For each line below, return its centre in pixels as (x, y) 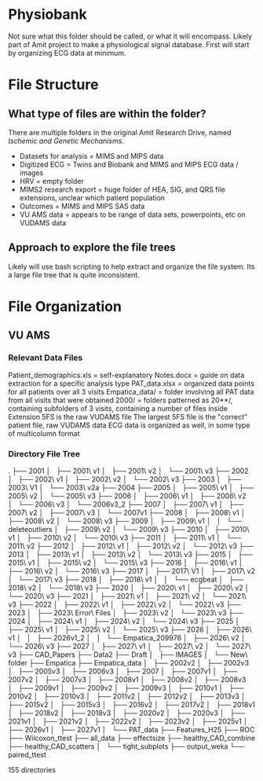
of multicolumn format (44, 433)
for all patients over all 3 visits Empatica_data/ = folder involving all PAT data (131, 391)
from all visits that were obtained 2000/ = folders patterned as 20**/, (121, 400)
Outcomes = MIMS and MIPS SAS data (82, 206)
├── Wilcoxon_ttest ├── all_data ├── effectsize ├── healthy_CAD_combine (132, 738)
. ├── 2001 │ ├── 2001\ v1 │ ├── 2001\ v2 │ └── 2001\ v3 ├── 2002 (128, 471)
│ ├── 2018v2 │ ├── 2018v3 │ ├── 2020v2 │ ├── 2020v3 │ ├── (126, 713)
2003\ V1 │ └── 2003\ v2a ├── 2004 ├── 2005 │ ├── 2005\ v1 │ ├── (131, 487)
